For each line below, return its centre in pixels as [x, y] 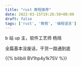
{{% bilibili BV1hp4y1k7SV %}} [36, 58]
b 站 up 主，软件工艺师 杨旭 [34, 38]
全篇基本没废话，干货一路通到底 [38, 49]
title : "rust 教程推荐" [28, 10]
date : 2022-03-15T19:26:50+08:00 [40, 14]
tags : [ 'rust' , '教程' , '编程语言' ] [41, 23]
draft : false [19, 19]
